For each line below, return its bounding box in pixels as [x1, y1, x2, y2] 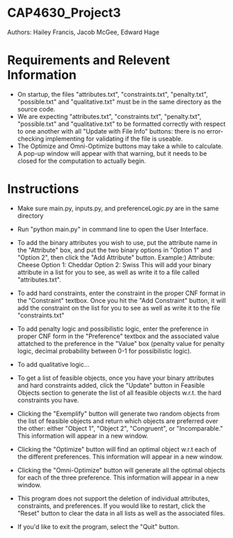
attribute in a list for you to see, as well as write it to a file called [17, 268, 200, 276]
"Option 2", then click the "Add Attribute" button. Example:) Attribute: [17, 253, 215, 262]
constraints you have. [17, 395, 79, 404]
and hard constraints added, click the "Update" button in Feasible [17, 381, 205, 389]
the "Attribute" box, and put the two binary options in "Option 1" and [17, 246, 212, 254]
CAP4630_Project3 [7, 5, 122, 21]
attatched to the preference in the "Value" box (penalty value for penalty [17, 339, 225, 347]
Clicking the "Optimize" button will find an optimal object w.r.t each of [17, 445, 217, 453]
